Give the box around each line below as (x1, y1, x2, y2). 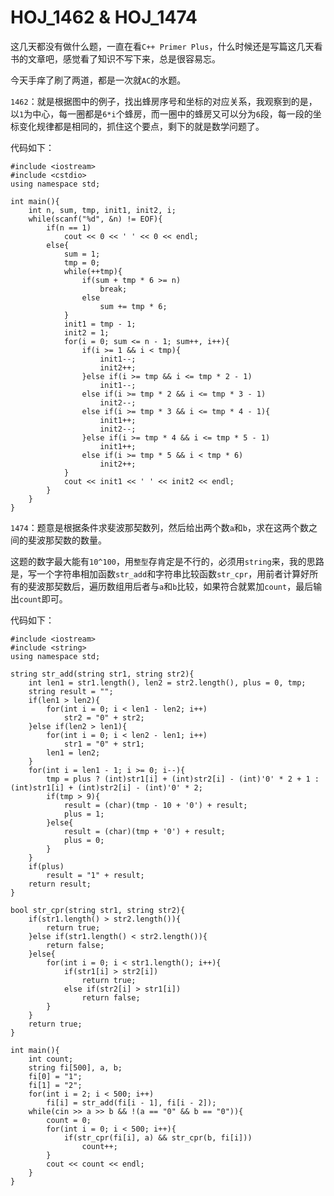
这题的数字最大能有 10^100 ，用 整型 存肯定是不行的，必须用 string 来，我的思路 (10, 555, 325, 567)
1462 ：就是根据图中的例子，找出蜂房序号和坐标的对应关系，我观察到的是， (10, 95, 318, 107)
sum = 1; (63, 249, 101, 259)
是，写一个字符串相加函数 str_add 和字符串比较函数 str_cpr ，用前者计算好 (10, 567, 310, 580)
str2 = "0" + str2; (63, 712, 145, 723)
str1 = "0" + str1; (63, 739, 145, 749)
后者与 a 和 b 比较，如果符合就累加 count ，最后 (132, 580, 314, 592)
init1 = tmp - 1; (63, 319, 137, 329)
